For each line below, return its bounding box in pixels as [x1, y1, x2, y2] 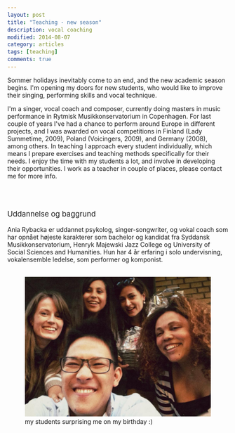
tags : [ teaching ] [7, 49, 58, 56]
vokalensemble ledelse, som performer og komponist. [7, 255, 163, 264]
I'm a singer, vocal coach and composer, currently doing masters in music [7, 104, 221, 112]
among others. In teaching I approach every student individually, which [7, 141, 213, 150]
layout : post [7, 11, 46, 18]
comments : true [7, 56, 52, 63]
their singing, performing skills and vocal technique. [7, 91, 157, 99]
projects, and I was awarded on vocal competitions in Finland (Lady [7, 127, 203, 135]
